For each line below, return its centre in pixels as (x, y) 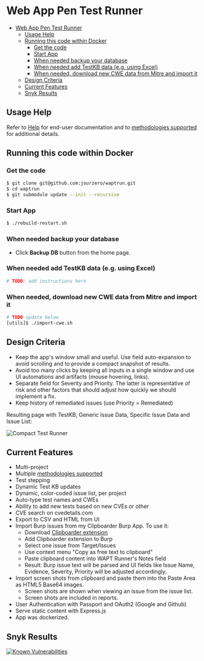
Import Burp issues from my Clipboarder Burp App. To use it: (92, 526)
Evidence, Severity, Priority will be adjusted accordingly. (96, 572)
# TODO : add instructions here (46, 281)
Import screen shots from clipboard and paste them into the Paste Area (105, 578)
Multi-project (32, 467)
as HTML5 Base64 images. (49, 585)
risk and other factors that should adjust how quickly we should (96, 390)
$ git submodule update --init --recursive (63, 195)
